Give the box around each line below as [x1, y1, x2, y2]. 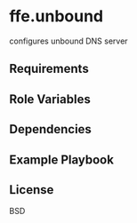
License [9, 182, 54, 197]
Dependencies [9, 122, 92, 137]
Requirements [9, 61, 89, 76]
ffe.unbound [9, 6, 104, 27]
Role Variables [9, 92, 91, 107]
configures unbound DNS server [9, 36, 128, 46]
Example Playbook [9, 152, 114, 167]
